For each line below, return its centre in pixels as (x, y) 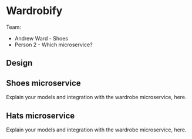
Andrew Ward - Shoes (41, 38)
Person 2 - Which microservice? (53, 45)
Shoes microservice (43, 83)
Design (19, 63)
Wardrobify (34, 11)
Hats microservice (41, 116)
